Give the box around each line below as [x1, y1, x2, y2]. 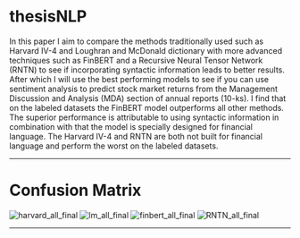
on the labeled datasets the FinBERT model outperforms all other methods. [9, 102, 284, 113]
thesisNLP [9, 6, 87, 27]
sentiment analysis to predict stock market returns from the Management [9, 83, 279, 94]
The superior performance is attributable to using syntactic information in [9, 112, 279, 123]
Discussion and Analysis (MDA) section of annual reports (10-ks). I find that [9, 92, 287, 104]
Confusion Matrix [9, 181, 142, 200]
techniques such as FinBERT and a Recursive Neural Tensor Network [9, 55, 263, 65]
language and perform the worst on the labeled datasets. [9, 140, 219, 151]
